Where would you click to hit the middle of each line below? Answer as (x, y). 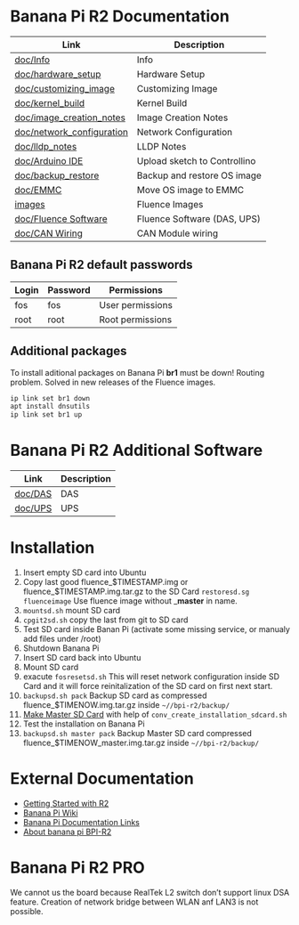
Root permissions (136, 320)
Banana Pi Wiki (50, 813)
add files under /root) (62, 639)
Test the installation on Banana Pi (84, 724)
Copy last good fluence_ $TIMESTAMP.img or (105, 582)
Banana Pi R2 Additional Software (137, 450)
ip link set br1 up (46, 415)
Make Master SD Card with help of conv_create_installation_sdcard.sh (155, 715)
